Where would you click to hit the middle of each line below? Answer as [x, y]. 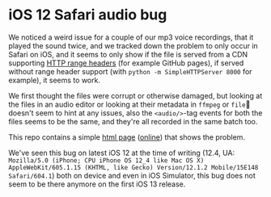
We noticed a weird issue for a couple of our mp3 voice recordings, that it [131, 37]
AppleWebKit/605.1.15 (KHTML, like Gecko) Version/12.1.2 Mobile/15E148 [133, 167]
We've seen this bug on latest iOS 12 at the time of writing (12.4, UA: [122, 153]
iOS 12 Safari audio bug [88, 15]
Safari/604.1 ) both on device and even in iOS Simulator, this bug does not [132, 175]
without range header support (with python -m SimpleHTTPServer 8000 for [130, 71]
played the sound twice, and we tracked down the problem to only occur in [133, 45]
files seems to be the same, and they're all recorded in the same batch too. [133, 121]
